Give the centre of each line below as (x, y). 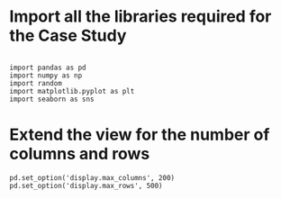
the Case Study (68, 36)
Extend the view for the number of (140, 135)
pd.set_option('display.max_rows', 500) (86, 185)
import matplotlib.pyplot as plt (72, 91)
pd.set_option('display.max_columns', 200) (92, 177)
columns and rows (80, 154)
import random (36, 83)
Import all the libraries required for (140, 17)
